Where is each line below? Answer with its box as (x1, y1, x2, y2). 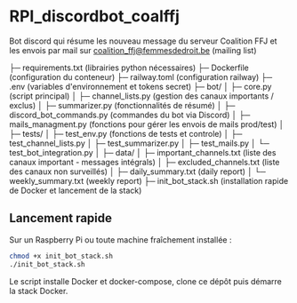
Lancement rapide (9, 211, 113, 226)
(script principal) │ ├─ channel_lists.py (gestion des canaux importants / (9, 91, 274, 101)
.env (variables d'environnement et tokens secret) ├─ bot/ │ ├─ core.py (9, 81, 272, 92)
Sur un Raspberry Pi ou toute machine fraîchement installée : (9, 234, 232, 245)
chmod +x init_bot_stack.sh (9, 251, 114, 260)
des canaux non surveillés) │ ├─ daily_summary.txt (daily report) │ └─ (9, 166, 267, 177)
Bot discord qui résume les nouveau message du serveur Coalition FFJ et (9, 36, 277, 46)
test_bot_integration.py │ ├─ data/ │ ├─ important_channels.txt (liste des (9, 147, 277, 157)
